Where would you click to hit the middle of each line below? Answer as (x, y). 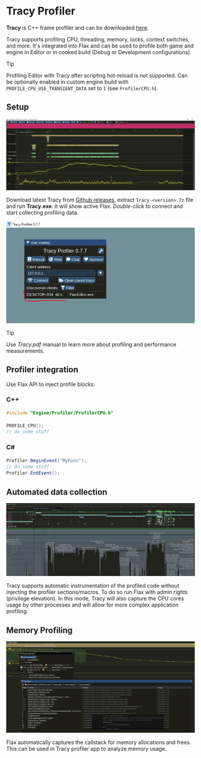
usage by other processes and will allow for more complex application (92, 605)
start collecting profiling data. (42, 213)
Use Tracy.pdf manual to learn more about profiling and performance (91, 344)
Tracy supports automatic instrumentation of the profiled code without (93, 586)
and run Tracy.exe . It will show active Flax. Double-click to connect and (95, 206)
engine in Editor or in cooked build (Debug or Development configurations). (99, 52)
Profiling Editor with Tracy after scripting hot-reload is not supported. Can (97, 75)
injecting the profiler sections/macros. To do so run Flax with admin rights (97, 592)
